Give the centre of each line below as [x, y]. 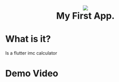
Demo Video [32, 74]
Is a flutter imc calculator [31, 53]
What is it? [28, 39]
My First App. [85, 16]
